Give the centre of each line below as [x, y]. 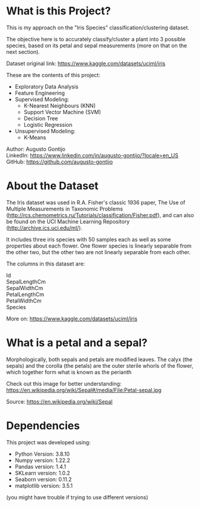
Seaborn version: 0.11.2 [43, 479]
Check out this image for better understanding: [64, 383]
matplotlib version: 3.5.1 [44, 485]
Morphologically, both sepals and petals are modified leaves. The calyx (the [99, 359]
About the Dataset [52, 186]
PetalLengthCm [25, 294]
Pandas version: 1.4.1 [40, 466]
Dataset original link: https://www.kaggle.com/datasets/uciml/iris [86, 63]
